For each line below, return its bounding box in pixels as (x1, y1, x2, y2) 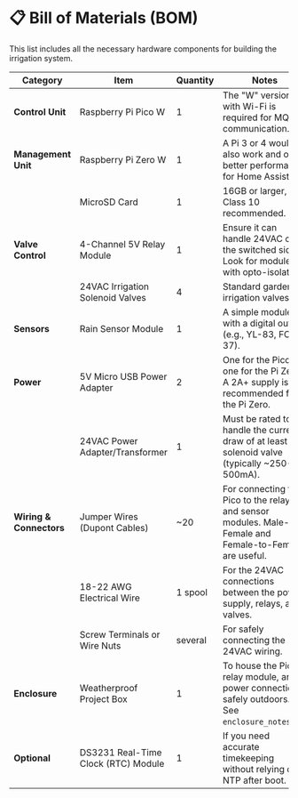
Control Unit (13, 105, 67, 117)
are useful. (223, 549, 268, 561)
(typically (223, 456, 262, 469)
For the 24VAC (223, 563, 284, 576)
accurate (223, 740, 260, 753)
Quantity (176, 74, 215, 86)
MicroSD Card (79, 196, 139, 208)
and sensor (223, 504, 270, 517)
